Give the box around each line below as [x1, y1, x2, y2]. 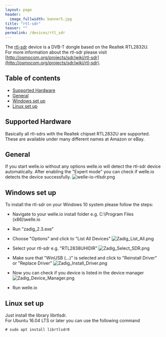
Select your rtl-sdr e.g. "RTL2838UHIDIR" [12, 245, 98, 251]
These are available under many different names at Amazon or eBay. [5, 136, 145, 142]
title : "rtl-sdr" [5, 21, 41, 26]
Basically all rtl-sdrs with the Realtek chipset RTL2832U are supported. [5, 131, 150, 136]
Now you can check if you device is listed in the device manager [12, 270, 144, 276]
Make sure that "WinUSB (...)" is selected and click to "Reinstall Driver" [12, 255, 158, 261]
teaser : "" [5, 26, 28, 31]
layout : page [5, 7, 32, 12]
